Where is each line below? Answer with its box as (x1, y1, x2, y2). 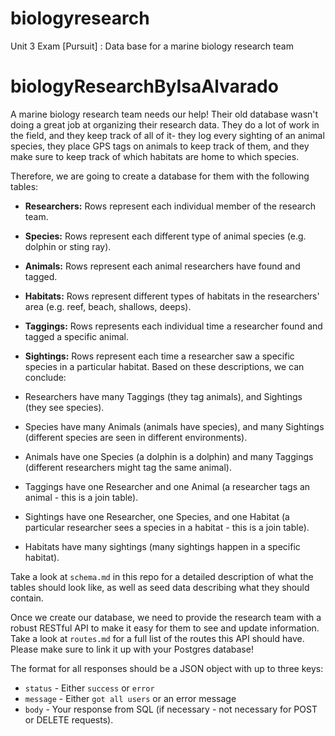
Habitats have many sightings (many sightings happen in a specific (24, 540, 301, 552)
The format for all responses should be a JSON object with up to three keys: (10, 662, 324, 674)
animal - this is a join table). (24, 491, 139, 503)
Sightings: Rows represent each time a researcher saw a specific (24, 350, 295, 362)
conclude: (24, 371, 67, 383)
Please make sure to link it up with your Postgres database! (10, 643, 254, 655)
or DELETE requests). (24, 713, 114, 726)
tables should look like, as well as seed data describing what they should (10, 581, 310, 593)
